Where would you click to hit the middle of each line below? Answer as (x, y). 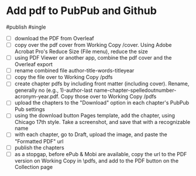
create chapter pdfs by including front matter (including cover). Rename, (102, 84)
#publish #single (26, 27)
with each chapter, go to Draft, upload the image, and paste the (91, 134)
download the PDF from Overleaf (54, 38)
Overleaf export (33, 64)
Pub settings (30, 109)
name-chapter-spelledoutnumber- (135, 90)
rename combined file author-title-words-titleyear (74, 71)
